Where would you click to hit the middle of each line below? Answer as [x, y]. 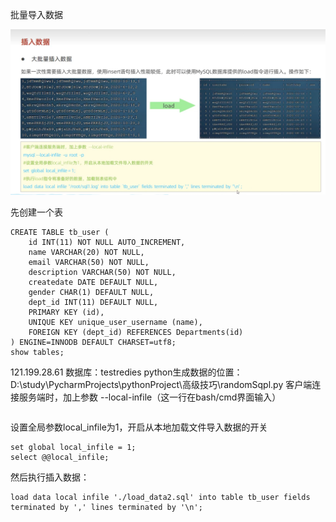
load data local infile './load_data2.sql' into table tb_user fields [160, 497]
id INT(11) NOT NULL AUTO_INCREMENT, [107, 242]
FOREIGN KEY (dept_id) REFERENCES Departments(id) [136, 332]
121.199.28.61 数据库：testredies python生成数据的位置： [126, 372]
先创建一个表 [36, 212]
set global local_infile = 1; [73, 447]
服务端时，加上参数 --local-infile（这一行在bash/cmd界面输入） [150, 397]
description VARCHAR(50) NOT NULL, [102, 272]
